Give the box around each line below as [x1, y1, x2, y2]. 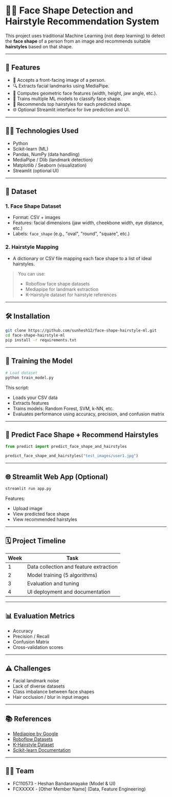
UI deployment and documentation [27, 588, 111, 595]
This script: [5, 384, 29, 390]
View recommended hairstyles [12, 516, 77, 522]
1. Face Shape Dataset [5, 203, 61, 210]
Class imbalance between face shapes [12, 689, 95, 695]
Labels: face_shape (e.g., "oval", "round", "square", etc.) [12, 231, 130, 237]
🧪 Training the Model [5, 357, 73, 366]
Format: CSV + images [12, 214, 60, 221]
